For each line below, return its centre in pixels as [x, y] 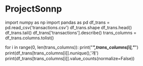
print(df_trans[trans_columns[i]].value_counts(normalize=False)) [70, 58]
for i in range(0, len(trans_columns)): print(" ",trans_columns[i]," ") [72, 47]
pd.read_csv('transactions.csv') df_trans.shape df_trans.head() [69, 27]
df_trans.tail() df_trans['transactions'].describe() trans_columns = [71, 33]
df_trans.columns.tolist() [30, 38]
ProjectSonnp [34, 9]
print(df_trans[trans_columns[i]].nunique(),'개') [52, 53]
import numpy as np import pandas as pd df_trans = [58, 22]
